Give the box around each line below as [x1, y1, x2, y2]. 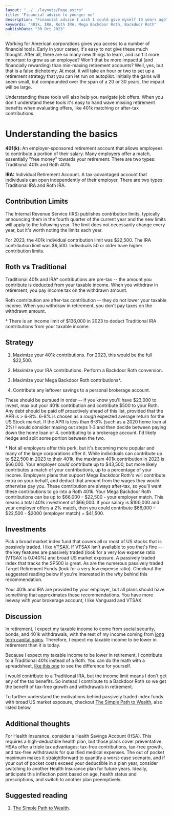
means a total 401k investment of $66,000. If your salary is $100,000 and [5, 499, 160, 505]
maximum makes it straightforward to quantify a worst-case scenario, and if [5, 755, 165, 761]
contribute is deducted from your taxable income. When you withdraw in [5, 282, 158, 288]
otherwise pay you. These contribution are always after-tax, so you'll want [5, 483, 162, 489]
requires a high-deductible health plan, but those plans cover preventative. [5, 738, 163, 744]
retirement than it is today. [5, 642, 60, 648]
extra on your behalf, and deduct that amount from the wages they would [5, 477, 160, 484]
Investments [5, 525, 46, 533]
